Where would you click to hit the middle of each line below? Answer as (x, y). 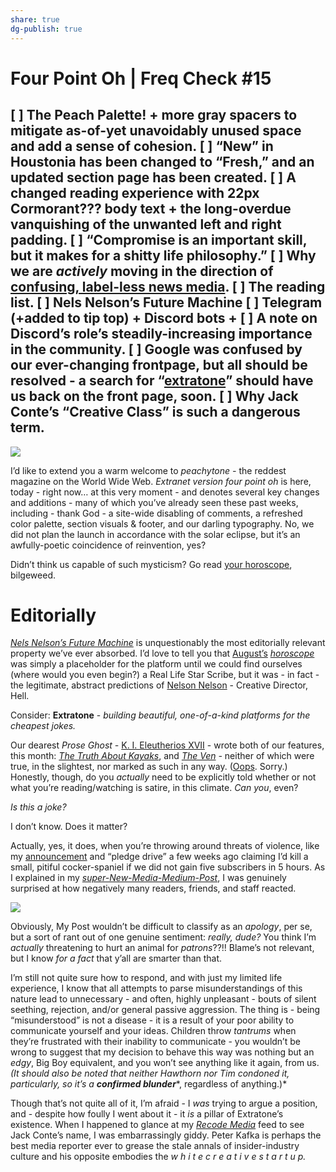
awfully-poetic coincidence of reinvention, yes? (108, 545)
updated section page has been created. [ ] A (153, 177)
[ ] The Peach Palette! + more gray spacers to (154, 115)
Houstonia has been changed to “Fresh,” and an (162, 162)
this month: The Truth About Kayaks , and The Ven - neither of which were (162, 756)
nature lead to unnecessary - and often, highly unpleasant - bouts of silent (163, 999)
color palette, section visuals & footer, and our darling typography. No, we (162, 523)
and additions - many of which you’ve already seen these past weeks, (154, 502)
